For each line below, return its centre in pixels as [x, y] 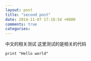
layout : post [19, 10]
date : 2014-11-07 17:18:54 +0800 [40, 19]
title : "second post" [28, 15]
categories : [18, 29]
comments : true [21, 24]
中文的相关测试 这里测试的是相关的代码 [46, 44]
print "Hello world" [27, 54]
